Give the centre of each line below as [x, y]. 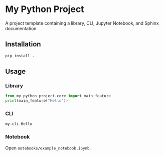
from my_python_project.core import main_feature [58, 96]
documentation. [22, 28]
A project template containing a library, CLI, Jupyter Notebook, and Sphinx [82, 23]
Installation [23, 44]
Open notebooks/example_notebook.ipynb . [48, 148]
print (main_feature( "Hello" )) [37, 101]
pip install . [20, 56]
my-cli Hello [19, 124]
